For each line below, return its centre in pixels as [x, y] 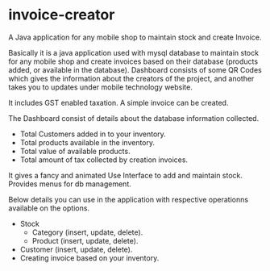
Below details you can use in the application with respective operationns [128, 199]
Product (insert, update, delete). [85, 240]
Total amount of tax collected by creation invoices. [104, 160]
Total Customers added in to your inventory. [93, 134]
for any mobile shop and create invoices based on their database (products [133, 61]
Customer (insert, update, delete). [76, 249]
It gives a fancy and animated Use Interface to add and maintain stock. [126, 175]
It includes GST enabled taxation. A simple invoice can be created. [118, 102]
